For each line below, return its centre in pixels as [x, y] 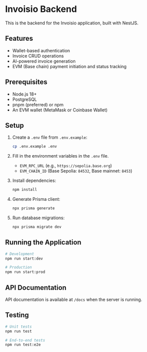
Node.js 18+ [24, 94]
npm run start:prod [25, 272]
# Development [20, 254]
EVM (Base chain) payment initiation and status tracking [70, 66]
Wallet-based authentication [41, 50]
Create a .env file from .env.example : [50, 137]
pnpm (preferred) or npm [38, 104]
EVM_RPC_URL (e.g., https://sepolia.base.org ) [66, 166]
